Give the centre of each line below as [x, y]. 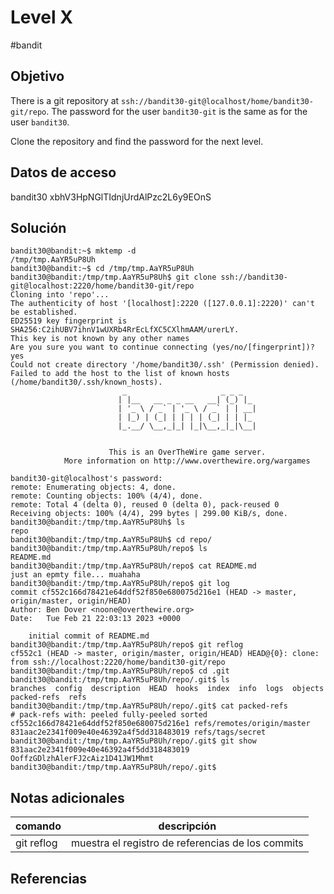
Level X [41, 17]
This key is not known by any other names [100, 339]
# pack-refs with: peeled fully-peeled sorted [109, 715]
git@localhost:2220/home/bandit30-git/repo [102, 286]
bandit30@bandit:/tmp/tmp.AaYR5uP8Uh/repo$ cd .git [120, 671]
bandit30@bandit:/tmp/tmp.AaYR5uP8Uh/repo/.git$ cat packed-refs [149, 706]
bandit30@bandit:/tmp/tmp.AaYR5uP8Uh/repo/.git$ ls [120, 680]
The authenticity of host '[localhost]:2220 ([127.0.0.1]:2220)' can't [162, 304]
